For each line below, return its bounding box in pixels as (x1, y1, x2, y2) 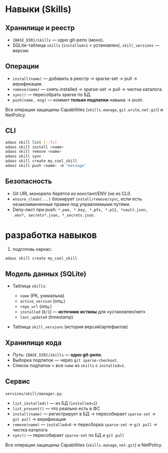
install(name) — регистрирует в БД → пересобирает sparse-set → (12, 411, 156, 417)
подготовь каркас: (12, 246, 53, 252)
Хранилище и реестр (5, 24, 75, 32)
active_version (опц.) (20, 298, 66, 304)
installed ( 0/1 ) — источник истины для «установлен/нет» (20, 309, 146, 315)
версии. (12, 48, 30, 53)
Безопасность (5, 177, 52, 186)
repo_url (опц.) (20, 303, 52, 310)
